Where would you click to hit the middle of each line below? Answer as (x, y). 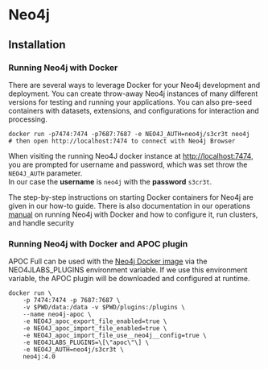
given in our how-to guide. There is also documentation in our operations (130, 205)
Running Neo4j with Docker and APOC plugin (98, 243)
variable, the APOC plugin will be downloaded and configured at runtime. (130, 279)
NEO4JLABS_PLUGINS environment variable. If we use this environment (128, 270)
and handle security (41, 222)
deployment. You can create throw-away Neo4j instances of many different (133, 93)
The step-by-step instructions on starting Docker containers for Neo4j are (131, 197)
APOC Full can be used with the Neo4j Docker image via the (108, 261)
